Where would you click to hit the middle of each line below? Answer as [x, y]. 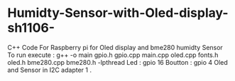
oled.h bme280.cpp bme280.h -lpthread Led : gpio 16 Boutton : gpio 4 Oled [118, 62]
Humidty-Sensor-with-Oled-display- [118, 13]
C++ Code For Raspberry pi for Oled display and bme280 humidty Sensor [115, 47]
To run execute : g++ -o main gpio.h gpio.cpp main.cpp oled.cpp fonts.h [113, 55]
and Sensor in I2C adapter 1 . [50, 70]
